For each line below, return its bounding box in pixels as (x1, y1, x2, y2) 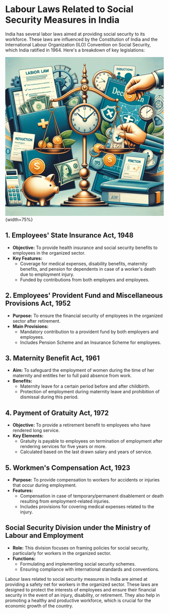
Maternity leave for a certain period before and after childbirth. (20, 383, 150, 389)
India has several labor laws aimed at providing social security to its (5, 31, 145, 37)
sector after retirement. (12, 318, 61, 324)
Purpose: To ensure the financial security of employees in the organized (12, 313, 163, 319)
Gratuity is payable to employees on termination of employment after (20, 438, 163, 444)
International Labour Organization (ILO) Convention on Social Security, (5, 41, 151, 47)
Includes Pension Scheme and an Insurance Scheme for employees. (20, 339, 161, 345)
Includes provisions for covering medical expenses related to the (20, 504, 154, 510)
